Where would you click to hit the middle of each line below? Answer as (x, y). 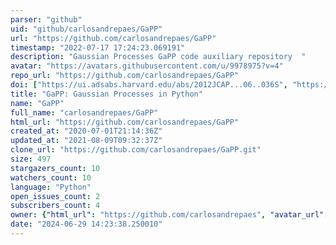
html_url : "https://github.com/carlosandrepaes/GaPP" (125, 122)
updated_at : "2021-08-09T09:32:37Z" (86, 141)
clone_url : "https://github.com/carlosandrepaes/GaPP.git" (136, 150)
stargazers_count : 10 (55, 168)
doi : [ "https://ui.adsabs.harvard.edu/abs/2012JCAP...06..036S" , (149, 85)
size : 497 (31, 159)
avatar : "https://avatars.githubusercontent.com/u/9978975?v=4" (147, 66)
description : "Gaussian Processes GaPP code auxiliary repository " (158, 57)
